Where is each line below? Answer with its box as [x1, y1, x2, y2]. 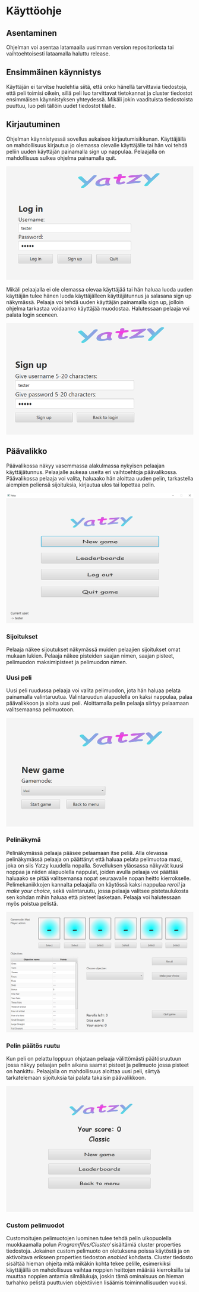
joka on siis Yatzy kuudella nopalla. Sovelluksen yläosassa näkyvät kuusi [6, 862, 184, 869]
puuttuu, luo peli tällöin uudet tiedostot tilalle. [6, 102, 116, 109]
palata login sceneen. [6, 311, 59, 318]
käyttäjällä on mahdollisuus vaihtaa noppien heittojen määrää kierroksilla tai [6, 1266, 191, 1274]
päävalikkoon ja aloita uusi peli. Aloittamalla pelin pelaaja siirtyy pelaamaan [6, 699, 189, 707]
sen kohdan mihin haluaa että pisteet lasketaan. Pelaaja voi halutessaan [6, 893, 181, 901]
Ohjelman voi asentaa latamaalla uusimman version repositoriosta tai [6, 44, 174, 51]
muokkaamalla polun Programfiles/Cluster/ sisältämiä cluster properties [6, 1241, 181, 1248]
